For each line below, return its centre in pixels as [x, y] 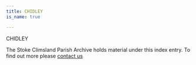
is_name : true [23, 17]
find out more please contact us [44, 56]
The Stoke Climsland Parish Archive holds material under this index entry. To [98, 49]
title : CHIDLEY [25, 11]
